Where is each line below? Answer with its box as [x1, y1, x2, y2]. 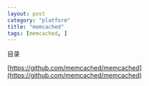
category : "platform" [7, 17, 71, 24]
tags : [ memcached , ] [7, 29, 68, 37]
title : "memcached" [7, 23, 65, 30]
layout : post [7, 10, 46, 17]
